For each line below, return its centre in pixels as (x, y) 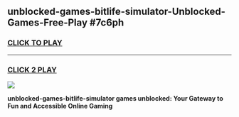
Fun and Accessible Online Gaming (60, 106)
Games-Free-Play (47, 23)
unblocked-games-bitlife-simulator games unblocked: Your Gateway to (115, 98)
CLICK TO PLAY (35, 43)
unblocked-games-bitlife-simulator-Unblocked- (117, 12)
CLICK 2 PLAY (32, 69)
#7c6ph (107, 23)
